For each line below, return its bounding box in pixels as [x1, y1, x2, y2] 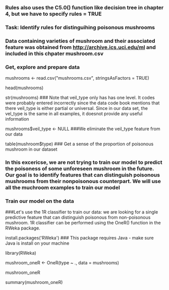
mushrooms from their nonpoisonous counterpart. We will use [5, 178, 161, 185]
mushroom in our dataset [5, 146, 58, 152]
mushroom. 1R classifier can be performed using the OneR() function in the [5, 220, 161, 226]
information [5, 116, 29, 122]
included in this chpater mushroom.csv [5, 50, 103, 57]
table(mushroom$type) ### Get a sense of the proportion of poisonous [5, 141, 154, 147]
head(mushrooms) [5, 85, 44, 91]
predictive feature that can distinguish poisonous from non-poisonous [5, 214, 151, 220]
